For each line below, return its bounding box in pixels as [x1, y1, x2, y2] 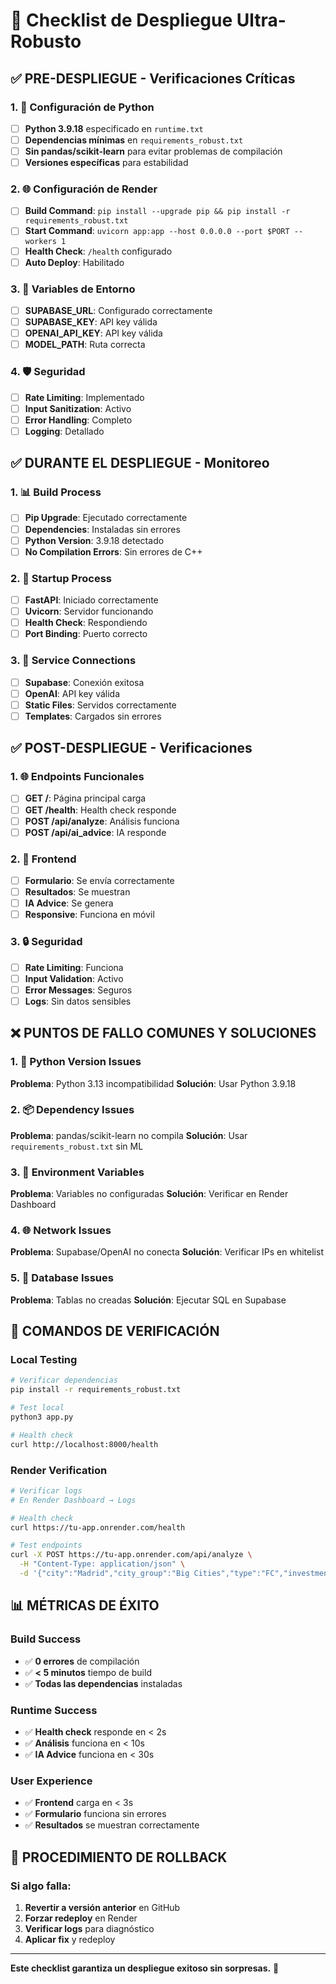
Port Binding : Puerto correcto [24, 628, 148, 640]
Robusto [10, 30, 82, 53]
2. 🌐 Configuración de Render [10, 182, 158, 196]
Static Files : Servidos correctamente [24, 699, 177, 711]
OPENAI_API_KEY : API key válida [24, 327, 163, 339]
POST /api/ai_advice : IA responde [24, 826, 167, 838]
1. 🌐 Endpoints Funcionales [10, 770, 145, 784]
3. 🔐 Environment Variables [10, 1165, 145, 1179]
